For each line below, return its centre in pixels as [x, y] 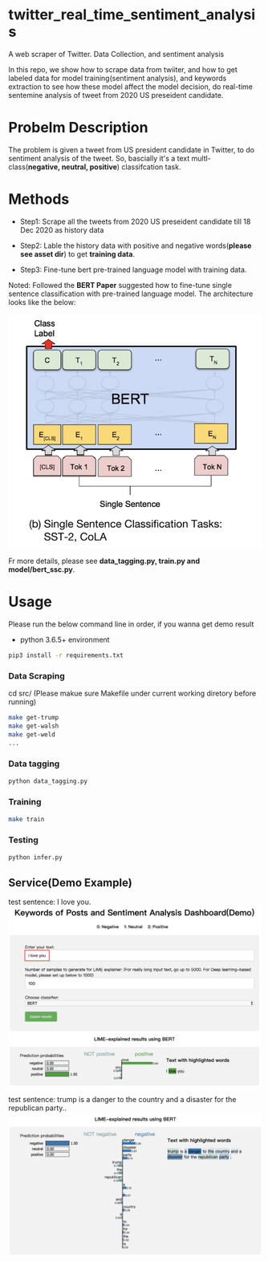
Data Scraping [37, 675]
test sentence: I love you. [50, 902]
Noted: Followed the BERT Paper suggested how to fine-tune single [120, 285]
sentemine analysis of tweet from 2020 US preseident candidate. [116, 95]
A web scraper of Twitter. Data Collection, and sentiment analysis [116, 54]
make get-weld [32, 734]
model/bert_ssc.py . [42, 570]
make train [26, 820]
